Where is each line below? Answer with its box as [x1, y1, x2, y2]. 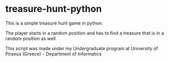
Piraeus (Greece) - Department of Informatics [5, 51, 102, 57]
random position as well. [5, 35, 58, 42]
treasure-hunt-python [5, 3, 102, 15]
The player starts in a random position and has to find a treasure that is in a [5, 30, 164, 36]
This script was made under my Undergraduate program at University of [5, 45, 158, 51]
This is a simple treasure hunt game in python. [5, 20, 103, 26]
